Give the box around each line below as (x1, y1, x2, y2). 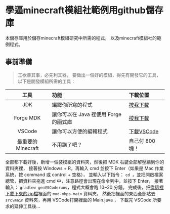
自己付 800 (129, 137, 156, 144)
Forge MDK (14, 114, 41, 121)
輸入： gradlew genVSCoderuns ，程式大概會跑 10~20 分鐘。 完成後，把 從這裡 (5, 184, 164, 190)
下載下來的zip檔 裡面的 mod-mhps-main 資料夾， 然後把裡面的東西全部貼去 (5, 190, 156, 196)
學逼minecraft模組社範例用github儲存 (5, 5, 163, 16)
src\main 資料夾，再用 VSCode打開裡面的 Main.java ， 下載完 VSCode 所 (5, 197, 157, 203)
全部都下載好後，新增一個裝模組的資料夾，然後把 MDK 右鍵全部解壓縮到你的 (5, 159, 164, 165)
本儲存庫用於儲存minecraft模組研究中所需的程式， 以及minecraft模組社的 (5, 35, 157, 41)
